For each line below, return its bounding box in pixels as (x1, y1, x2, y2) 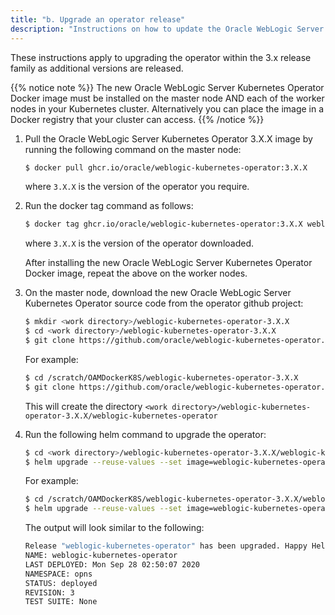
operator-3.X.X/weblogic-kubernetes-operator (24, 411, 218, 421)
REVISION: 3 (24, 587, 75, 598)
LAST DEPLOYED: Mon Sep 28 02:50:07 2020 (24, 559, 200, 570)
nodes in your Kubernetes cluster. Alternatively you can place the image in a (10, 102, 325, 115)
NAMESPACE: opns (24, 569, 93, 579)
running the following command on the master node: (24, 143, 242, 155)
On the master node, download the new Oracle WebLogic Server (24, 287, 292, 299)
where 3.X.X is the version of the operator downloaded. (24, 237, 255, 250)
